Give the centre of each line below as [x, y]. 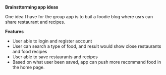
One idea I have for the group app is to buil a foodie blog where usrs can [79, 17]
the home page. [28, 67]
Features [14, 31]
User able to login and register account [52, 41]
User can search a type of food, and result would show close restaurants [87, 46]
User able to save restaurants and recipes [55, 57]
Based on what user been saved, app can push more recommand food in [86, 62]
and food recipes [30, 52]
